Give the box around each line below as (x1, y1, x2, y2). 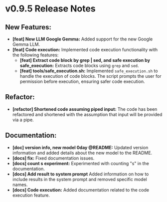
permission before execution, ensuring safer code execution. (19, 78, 145, 84)
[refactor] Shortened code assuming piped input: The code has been (12, 106, 158, 112)
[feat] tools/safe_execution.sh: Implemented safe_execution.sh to (19, 68, 158, 74)
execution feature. (12, 192, 50, 198)
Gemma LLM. (12, 41, 40, 47)
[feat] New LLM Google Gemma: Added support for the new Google (12, 36, 153, 42)
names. (12, 182, 28, 188)
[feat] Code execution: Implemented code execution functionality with (12, 47, 158, 52)
